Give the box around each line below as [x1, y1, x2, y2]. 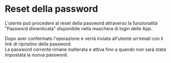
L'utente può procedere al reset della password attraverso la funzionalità [5, 20, 158, 26]
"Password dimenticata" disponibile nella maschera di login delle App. [5, 25, 153, 31]
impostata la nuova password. [5, 52, 69, 58]
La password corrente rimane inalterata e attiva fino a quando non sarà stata [5, 46, 166, 52]
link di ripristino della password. [5, 40, 72, 47]
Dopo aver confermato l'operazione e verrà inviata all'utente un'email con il [5, 35, 163, 41]
